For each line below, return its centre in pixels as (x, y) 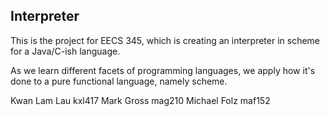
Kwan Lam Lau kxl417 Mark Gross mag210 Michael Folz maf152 (140, 100)
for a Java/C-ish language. (65, 51)
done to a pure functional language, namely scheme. (119, 81)
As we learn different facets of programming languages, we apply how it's (163, 70)
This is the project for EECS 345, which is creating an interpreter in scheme (165, 40)
